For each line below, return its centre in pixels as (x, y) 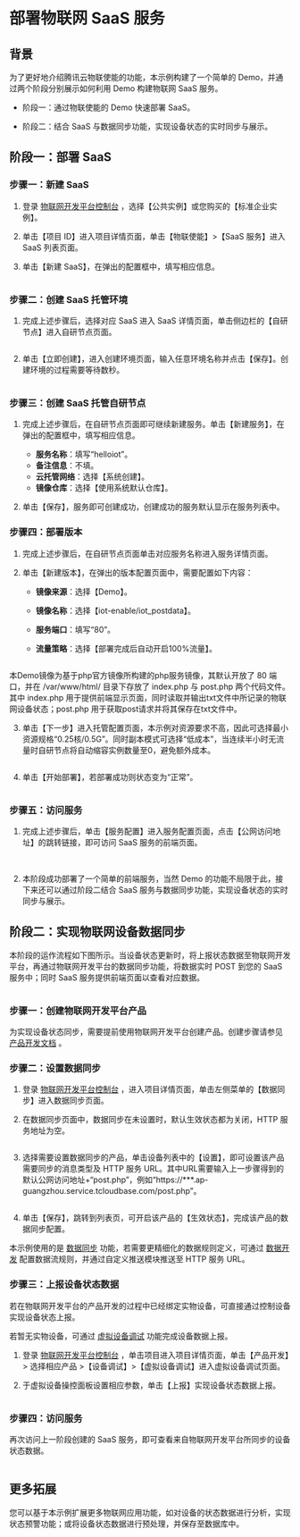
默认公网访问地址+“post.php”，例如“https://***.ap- (115, 1180)
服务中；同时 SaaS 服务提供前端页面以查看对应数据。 (107, 977)
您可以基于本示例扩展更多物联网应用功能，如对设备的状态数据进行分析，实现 (150, 1512)
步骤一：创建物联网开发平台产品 (78, 1011)
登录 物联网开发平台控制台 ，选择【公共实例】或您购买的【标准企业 (146, 206)
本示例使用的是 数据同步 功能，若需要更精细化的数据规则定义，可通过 (137, 1248)
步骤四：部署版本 (46, 533)
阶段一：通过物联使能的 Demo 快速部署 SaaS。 (108, 107)
